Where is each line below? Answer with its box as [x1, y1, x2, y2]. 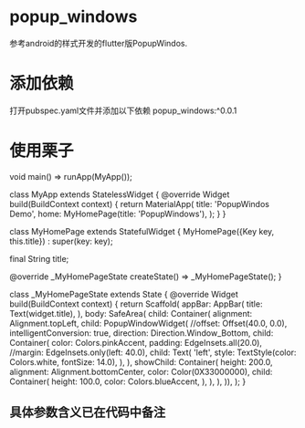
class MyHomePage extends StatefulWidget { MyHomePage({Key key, [9, 225, 275, 236]
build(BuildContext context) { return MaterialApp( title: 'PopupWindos [9, 198, 269, 209]
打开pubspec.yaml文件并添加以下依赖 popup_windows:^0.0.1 [9, 105, 237, 116]
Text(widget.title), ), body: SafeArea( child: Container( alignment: [9, 308, 253, 318]
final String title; [9, 253, 69, 264]
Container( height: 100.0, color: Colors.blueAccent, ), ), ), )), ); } [9, 376, 247, 387]
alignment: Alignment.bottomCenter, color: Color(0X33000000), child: [9, 366, 273, 377]
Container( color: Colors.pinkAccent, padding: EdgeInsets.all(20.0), [9, 337, 263, 348]
